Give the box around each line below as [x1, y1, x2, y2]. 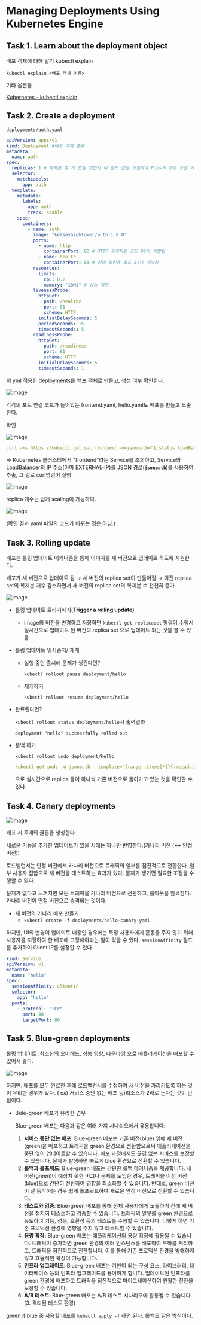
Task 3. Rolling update [6, 537, 91, 548]
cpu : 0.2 [44, 276, 66, 282]
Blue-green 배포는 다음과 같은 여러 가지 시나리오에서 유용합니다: [14, 1122, 166, 1129]
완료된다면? [14, 706, 42, 713]
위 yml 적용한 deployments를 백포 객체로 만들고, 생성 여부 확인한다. [6, 377, 165, 384]
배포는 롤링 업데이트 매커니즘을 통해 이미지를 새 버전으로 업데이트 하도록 [6, 555, 174, 562]
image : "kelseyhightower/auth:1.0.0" [32, 232, 127, 237]
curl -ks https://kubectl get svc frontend [6, 444, 117, 451]
